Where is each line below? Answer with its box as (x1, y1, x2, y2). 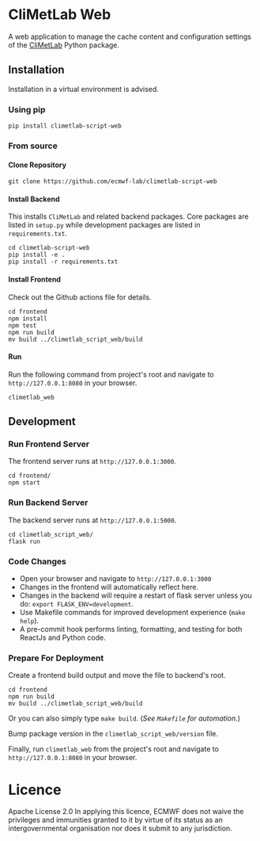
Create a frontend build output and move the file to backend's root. (8, 671, 227, 680)
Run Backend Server (8, 497, 89, 508)
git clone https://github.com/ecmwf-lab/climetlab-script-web (8, 178, 217, 185)
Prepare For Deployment (8, 652, 104, 663)
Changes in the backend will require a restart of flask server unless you (19, 591, 253, 600)
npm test (8, 321, 37, 330)
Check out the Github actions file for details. (8, 292, 152, 302)
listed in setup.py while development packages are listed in (8, 220, 201, 230)
